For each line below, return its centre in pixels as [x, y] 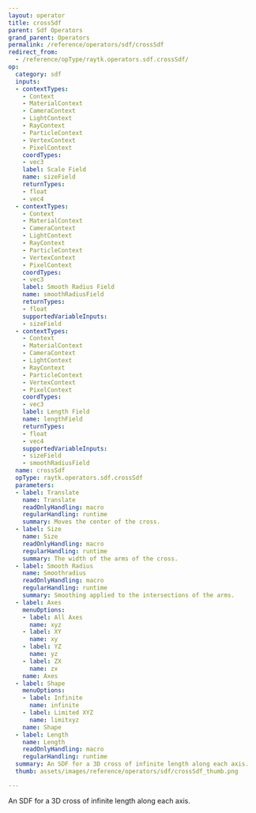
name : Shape [42, 727]
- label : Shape [40, 684]
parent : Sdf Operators [45, 30]
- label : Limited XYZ [58, 713]
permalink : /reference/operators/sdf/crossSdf [86, 45]
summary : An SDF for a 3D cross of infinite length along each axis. [132, 764]
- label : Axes [38, 602]
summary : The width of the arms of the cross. [100, 558]
